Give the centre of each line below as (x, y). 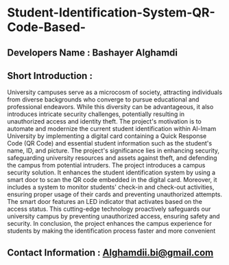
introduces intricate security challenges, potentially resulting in (96, 114)
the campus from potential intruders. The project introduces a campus (106, 165)
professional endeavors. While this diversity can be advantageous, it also (110, 107)
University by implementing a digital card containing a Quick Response (107, 136)
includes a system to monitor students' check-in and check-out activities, (111, 187)
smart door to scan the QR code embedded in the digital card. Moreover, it (112, 180)
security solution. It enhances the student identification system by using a (111, 172)
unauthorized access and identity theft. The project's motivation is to (105, 122)
